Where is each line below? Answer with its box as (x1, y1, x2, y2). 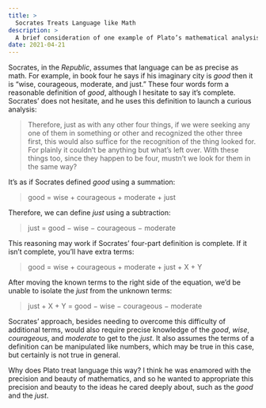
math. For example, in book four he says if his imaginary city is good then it (8, 71, 253, 81)
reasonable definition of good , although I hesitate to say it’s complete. (8, 88, 236, 97)
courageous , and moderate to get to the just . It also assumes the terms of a (8, 334, 255, 343)
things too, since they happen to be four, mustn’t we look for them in (27, 153, 251, 163)
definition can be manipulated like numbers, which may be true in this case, (8, 342, 255, 352)
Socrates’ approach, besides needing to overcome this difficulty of (8, 317, 226, 327)
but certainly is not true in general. (8, 350, 120, 360)
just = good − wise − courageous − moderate (27, 223, 177, 233)
